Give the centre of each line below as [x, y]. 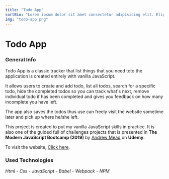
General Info [21, 60]
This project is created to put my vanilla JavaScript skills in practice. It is [80, 127]
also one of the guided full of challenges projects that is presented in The [81, 132]
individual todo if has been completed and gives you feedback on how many [84, 97]
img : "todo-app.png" [27, 19]
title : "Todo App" [24, 10]
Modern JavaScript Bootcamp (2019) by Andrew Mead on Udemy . [75, 137]
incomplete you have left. [31, 102]
